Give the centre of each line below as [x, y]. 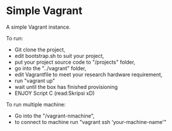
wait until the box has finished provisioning [66, 87]
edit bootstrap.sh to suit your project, [59, 56]
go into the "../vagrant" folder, [50, 68]
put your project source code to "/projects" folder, [75, 62]
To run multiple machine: [36, 104]
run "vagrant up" [35, 81]
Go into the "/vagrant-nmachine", [54, 116]
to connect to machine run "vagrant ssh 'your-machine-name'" [90, 122]
